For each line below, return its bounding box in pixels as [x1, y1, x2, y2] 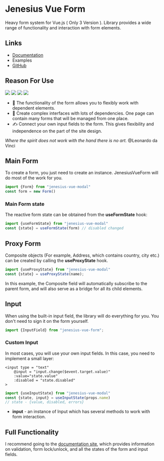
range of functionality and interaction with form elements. [5, 24, 121, 30]
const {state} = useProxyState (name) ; [5, 271, 84, 276]
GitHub [12, 62, 27, 68]
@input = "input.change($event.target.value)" [14, 369, 111, 374]
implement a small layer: [5, 355, 54, 361]
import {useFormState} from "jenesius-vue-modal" [5, 221, 109, 226]
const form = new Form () [5, 189, 56, 194]
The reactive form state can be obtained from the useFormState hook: [5, 212, 148, 218]
